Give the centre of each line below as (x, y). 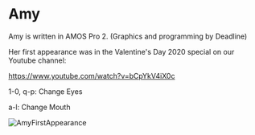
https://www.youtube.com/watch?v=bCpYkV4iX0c (92, 76)
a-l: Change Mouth (39, 107)
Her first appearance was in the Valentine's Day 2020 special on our (121, 51)
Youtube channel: (37, 60)
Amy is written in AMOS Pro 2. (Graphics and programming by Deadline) (128, 36)
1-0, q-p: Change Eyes (45, 91)
